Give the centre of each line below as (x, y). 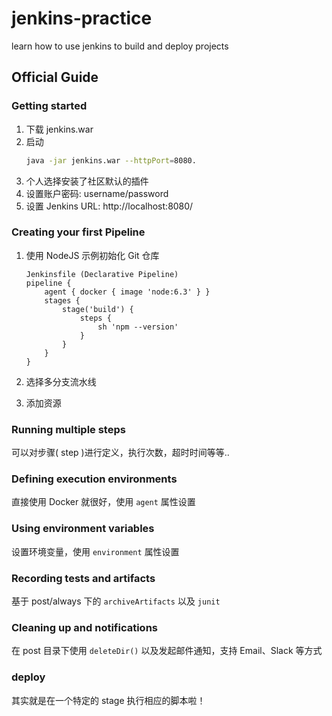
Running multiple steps (68, 429)
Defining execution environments (94, 479)
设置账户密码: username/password (97, 193)
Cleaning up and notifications (85, 627)
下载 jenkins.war (59, 129)
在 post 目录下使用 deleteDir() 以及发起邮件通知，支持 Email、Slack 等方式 (167, 651)
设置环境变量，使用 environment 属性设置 (95, 551)
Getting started (49, 106)
